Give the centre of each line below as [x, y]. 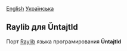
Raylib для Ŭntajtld [42, 27]
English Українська [30, 9]
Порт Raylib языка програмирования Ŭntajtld [64, 42]
